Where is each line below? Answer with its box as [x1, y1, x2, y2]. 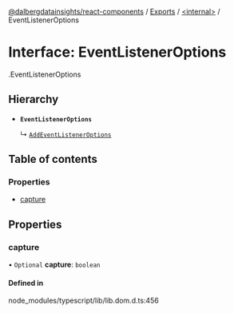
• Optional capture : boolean [8, 260, 101, 270]
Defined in [8, 278, 44, 287]
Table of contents [8, 153, 97, 166]
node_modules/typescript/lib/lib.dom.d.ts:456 [8, 295, 160, 306]
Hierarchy [8, 93, 59, 106]
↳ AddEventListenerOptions [19, 129, 112, 139]
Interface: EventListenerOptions [8, 43, 227, 61]
